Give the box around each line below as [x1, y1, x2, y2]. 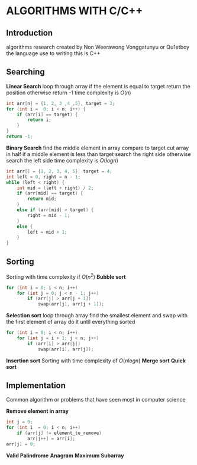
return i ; [27, 117, 51, 123]
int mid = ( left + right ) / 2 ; [17, 185, 94, 191]
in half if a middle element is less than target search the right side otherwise [6, 150, 191, 158]
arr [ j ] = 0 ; [6, 441, 35, 447]
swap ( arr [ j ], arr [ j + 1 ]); [37, 301, 105, 307]
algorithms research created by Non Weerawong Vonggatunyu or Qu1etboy [6, 43, 190, 50]
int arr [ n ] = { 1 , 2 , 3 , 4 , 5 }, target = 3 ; [6, 100, 115, 106]
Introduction [6, 28, 53, 38]
